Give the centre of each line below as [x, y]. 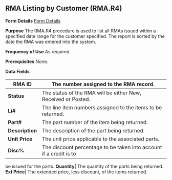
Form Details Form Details [33, 21]
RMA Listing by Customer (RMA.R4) [64, 8]
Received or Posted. [66, 99]
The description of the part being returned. [93, 130]
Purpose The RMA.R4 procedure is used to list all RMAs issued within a [81, 31]
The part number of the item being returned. [95, 122]
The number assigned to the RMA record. [103, 84]
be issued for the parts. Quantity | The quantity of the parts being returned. [84, 166]
